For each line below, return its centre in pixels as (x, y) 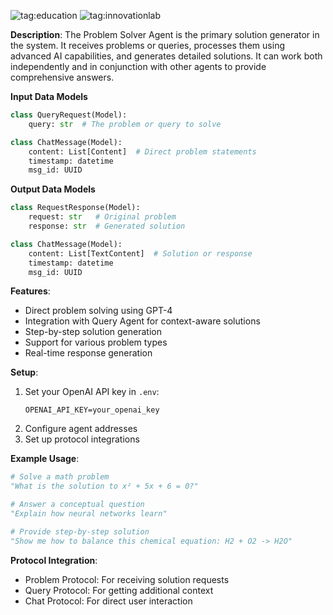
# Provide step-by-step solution (80, 531)
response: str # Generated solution (107, 226)
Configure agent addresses (81, 429)
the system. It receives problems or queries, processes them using (147, 45)
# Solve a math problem (60, 477)
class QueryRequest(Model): (69, 115)
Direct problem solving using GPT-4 (98, 311)
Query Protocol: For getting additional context (119, 590)
